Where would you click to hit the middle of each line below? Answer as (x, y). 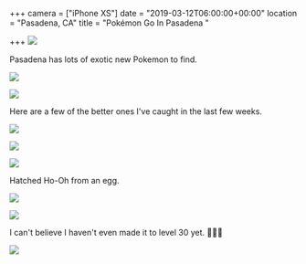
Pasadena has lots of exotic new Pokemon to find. (104, 59)
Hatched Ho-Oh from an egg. (65, 180)
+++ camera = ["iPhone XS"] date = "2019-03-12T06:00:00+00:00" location (153, 13)
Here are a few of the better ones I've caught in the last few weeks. (136, 111)
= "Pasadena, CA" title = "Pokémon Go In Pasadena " (110, 23)
